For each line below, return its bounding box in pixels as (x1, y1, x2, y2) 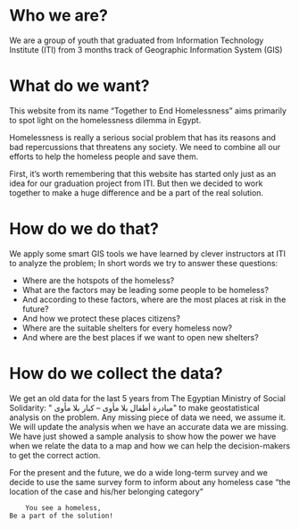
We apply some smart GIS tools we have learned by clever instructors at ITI (9, 248, 287, 259)
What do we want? (9, 76, 150, 97)
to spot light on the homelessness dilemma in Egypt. (9, 114, 202, 125)
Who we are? (9, 5, 109, 26)
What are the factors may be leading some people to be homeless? (21, 284, 270, 295)
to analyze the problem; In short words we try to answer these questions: (9, 257, 278, 268)
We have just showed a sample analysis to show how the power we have (9, 431, 277, 441)
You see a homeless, (25, 503, 102, 512)
